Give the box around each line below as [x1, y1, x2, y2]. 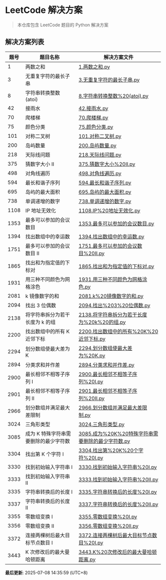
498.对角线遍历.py [78, 170, 122, 176]
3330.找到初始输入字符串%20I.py [78, 464, 157, 470]
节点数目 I [30, 539, 53, 546]
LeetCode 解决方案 [5, 4, 83, 16]
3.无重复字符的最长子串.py [78, 76, 140, 83]
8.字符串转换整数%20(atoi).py [78, 92, 149, 99]
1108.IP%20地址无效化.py [78, 207, 141, 214]
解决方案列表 [5, 38, 44, 46]
